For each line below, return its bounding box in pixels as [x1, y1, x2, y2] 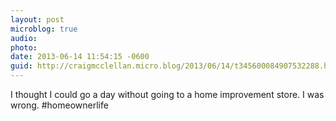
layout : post [10, 14, 65, 25]
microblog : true [10, 24, 78, 34]
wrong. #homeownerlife [10, 99, 109, 111]
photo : [10, 42, 38, 53]
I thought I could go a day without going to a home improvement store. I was [10, 89, 325, 100]
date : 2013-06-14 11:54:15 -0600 [10, 52, 150, 62]
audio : [10, 33, 38, 43]
